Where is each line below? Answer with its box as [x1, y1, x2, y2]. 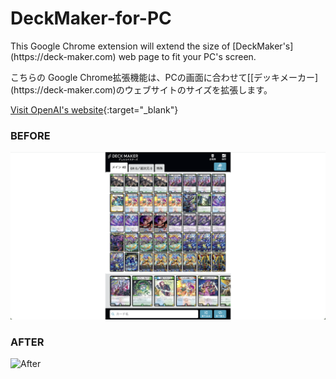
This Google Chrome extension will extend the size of [10, 40, 231, 52]
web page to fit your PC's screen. [118, 50, 257, 62]
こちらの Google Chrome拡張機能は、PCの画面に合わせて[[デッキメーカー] [10, 71, 319, 83]
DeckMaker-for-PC [10, 7, 172, 30]
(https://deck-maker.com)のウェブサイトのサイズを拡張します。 [10, 83, 273, 96]
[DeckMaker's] [232, 40, 294, 52]
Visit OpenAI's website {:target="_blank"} [10, 103, 179, 116]
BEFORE [10, 128, 51, 142]
